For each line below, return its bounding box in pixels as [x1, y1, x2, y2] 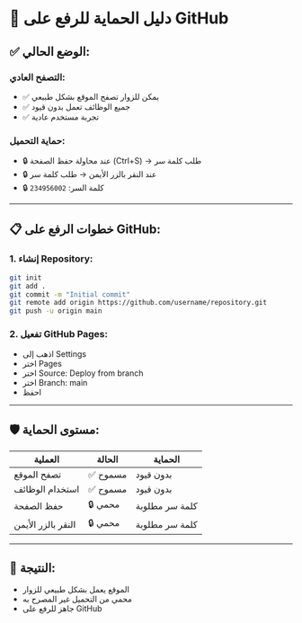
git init [9, 273, 42, 282]
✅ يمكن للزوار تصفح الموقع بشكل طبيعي [22, 91, 160, 102]
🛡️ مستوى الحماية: [9, 422, 101, 437]
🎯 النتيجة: [9, 560, 56, 575]
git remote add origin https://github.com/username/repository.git [9, 298, 268, 307]
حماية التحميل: [9, 134, 66, 147]
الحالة [96, 453, 119, 466]
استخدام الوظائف [13, 483, 80, 495]
